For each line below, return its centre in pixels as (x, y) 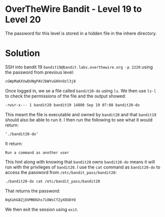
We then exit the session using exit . (42, 210)
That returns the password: (33, 191)
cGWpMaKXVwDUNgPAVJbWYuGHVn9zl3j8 (41, 81)
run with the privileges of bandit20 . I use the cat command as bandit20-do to (83, 167)
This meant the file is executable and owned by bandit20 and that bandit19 (81, 114)
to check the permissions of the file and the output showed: (66, 96)
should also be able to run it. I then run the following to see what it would (79, 120)
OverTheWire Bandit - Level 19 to (73, 9)
